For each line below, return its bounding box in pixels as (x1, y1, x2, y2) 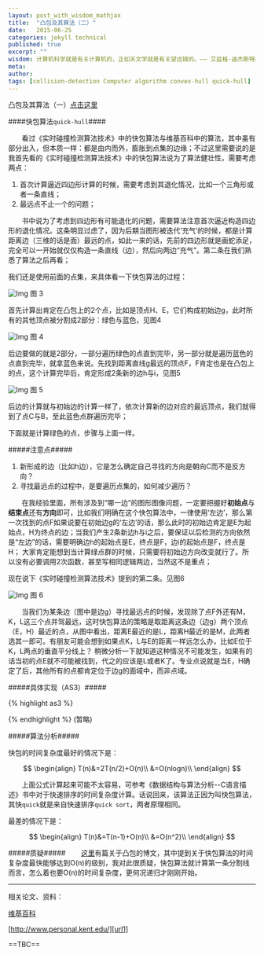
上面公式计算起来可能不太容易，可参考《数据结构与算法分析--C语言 (21, 780, 240, 789)
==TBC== (8, 939, 41, 949)
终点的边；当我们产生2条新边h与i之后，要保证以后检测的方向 (40, 527, 237, 537)
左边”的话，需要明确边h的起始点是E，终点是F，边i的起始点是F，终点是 (18, 537, 246, 546)
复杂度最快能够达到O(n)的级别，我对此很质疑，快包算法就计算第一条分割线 (8, 858, 250, 867)
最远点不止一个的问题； (19, 199, 96, 208)
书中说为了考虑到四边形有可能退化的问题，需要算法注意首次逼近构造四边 (21, 215, 256, 225)
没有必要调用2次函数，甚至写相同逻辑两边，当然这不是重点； (14, 556, 212, 566)
